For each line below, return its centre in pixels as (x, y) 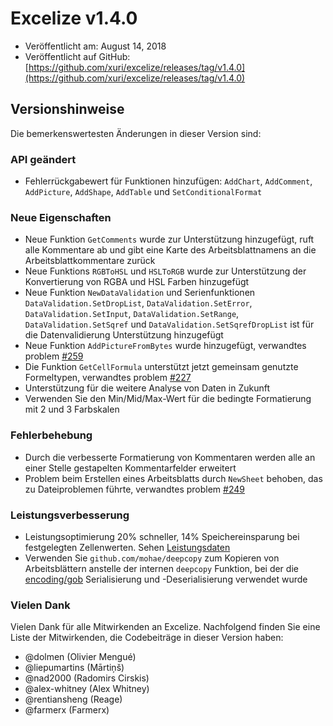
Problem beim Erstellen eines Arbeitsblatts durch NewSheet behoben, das (173, 478)
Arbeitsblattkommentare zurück (90, 261)
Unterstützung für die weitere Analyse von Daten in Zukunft (147, 388)
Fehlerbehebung (51, 435)
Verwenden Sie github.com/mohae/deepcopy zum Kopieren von (152, 558)
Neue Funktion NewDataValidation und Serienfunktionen (140, 293)
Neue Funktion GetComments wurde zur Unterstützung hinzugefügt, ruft (169, 239)
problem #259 (54, 356)
